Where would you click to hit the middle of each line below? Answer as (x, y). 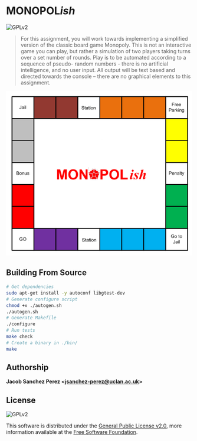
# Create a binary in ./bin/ (42, 343)
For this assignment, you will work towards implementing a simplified (104, 38)
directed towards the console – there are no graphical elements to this (106, 76)
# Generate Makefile (32, 318)
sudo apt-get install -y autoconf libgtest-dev (66, 293)
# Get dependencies (30, 287)
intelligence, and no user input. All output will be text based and (98, 70)
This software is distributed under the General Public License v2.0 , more (94, 426)
